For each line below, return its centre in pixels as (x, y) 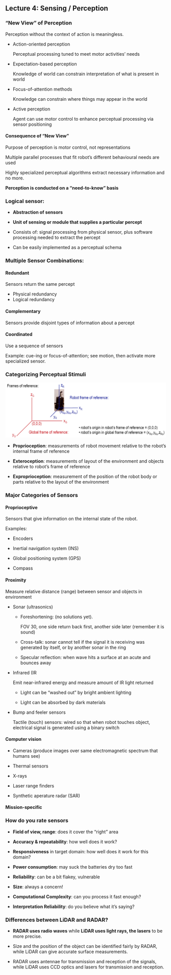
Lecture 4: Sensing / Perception (57, 8)
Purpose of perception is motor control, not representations (68, 147)
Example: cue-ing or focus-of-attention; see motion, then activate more (80, 355)
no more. (15, 178)
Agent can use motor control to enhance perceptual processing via (83, 119)
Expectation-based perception (45, 64)
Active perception (31, 109)
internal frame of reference (41, 451)
